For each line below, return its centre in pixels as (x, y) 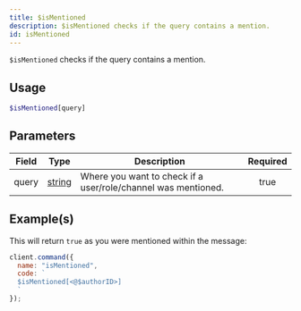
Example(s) (42, 219)
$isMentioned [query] (48, 108)
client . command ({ (42, 257)
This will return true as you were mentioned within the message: (128, 240)
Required (267, 161)
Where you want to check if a (142, 176)
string (59, 181)
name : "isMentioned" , (58, 265)
